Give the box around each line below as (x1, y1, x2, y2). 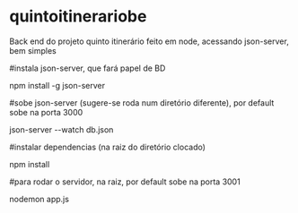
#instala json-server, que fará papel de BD (9, 63, 166, 73)
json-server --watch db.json (9, 124, 114, 135)
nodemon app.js (9, 193, 70, 204)
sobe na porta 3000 (9, 106, 83, 117)
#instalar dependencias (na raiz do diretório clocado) (9, 141, 206, 152)
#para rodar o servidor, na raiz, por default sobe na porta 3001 (9, 176, 241, 187)
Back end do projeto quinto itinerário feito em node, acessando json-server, (9, 36, 289, 47)
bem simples (9, 45, 57, 55)
